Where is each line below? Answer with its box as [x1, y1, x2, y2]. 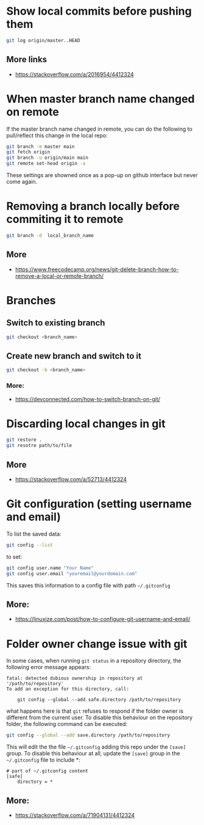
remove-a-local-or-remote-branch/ [15, 272, 104, 279]
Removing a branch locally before [6, 200, 180, 213]
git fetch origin [6, 149, 51, 155]
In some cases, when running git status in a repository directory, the [6, 657, 181, 664]
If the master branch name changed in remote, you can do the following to [6, 125, 193, 133]
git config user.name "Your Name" [6, 565, 94, 571]
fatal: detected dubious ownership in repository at [6, 675, 143, 681]
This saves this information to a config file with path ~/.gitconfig [6, 581, 171, 589]
